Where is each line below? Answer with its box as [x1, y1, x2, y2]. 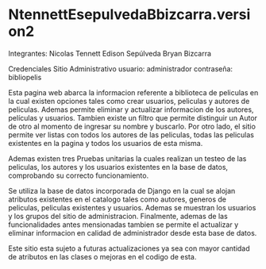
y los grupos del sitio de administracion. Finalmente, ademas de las [8, 211, 228, 221]
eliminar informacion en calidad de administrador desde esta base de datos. [8, 228, 257, 237]
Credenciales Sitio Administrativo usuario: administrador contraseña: [8, 63, 233, 73]
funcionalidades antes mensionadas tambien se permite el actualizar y [8, 220, 239, 229]
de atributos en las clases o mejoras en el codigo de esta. [8, 252, 197, 261]
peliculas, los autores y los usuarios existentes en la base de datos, [8, 162, 229, 171]
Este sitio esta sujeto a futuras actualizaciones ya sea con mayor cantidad [8, 244, 250, 253]
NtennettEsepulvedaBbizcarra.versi [8, 6, 251, 24]
